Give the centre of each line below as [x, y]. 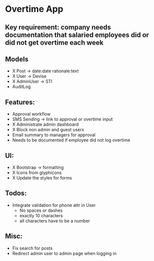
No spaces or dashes [41, 210]
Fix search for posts [32, 248]
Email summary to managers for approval [54, 135]
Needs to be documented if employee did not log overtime [71, 140]
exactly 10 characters [41, 215]
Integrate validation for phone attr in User [54, 205]
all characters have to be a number [55, 221]
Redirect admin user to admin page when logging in [64, 253]
